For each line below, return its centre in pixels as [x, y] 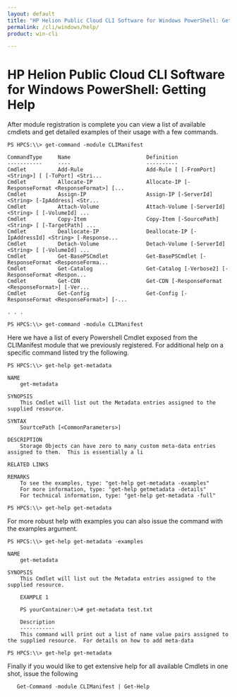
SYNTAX [17, 422]
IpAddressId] [26, 238]
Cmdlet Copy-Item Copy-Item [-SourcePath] [113, 219]
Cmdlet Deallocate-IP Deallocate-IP [98, 232]
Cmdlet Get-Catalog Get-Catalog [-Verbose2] [113, 269]
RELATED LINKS [28, 465]
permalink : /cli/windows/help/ [53, 27]
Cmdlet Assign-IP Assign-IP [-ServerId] [110, 195]
